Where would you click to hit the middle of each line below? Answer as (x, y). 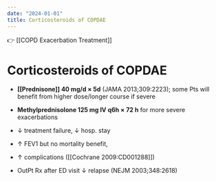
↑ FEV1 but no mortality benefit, (62, 144)
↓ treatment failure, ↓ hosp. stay (64, 131)
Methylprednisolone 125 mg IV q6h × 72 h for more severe (101, 110)
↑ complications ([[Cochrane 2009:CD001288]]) (86, 157)
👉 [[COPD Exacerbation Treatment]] (60, 40)
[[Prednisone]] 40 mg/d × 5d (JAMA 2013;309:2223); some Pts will (113, 89)
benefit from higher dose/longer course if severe (86, 96)
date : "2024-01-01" (35, 13)
